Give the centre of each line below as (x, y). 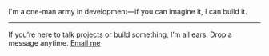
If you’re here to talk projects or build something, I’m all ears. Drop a (120, 34)
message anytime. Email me (54, 43)
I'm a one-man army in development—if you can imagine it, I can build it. (128, 12)
